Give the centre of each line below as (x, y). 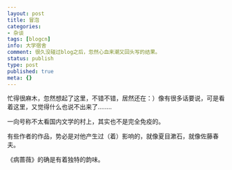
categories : (24, 26)
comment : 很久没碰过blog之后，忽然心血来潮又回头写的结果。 (84, 53)
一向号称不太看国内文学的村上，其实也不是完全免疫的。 (86, 122)
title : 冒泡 (23, 20)
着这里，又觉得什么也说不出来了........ (60, 107)
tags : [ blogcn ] (29, 39)
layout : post (26, 13)
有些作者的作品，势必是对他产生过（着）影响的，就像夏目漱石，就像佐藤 (110, 136)
